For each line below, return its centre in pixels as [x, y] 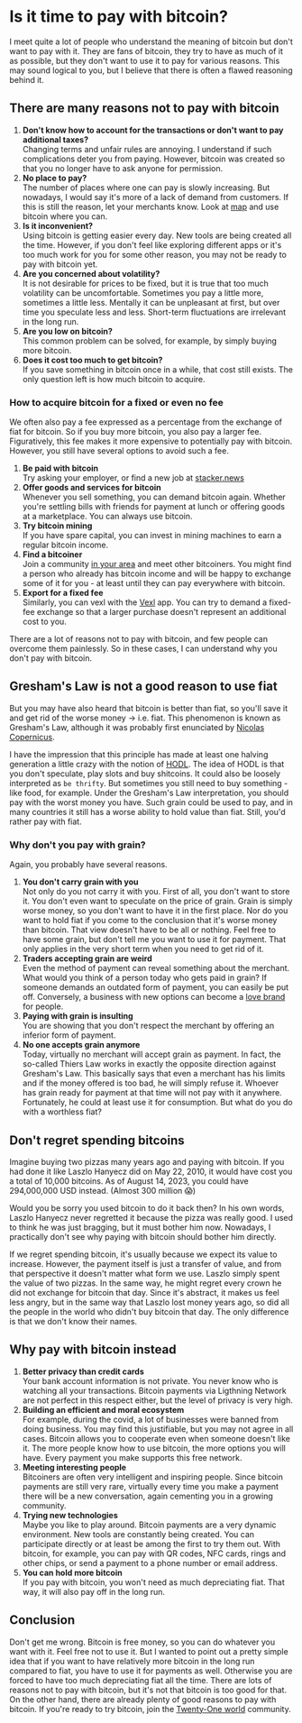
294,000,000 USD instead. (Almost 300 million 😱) [103, 1190]
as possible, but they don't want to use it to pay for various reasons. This [145, 60]
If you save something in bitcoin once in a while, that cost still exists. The [157, 369]
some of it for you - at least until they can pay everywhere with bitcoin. [154, 583]
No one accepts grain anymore [81, 1045]
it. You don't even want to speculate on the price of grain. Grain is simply [157, 901]
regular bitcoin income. [65, 545]
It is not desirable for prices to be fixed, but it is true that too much [145, 283]
